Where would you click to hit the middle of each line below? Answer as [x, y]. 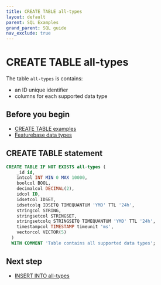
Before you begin [38, 115]
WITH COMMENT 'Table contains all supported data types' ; [84, 243]
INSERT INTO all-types [42, 276]
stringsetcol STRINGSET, [47, 216]
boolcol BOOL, [34, 183]
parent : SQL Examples [32, 22]
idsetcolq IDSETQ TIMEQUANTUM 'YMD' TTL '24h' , [76, 205]
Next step [24, 262]
